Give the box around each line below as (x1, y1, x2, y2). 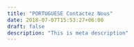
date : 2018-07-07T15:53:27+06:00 (7, 17, 104, 23)
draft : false (7, 23, 45, 30)
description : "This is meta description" (7, 29, 129, 37)
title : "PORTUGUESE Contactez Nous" (7, 10, 113, 17)
